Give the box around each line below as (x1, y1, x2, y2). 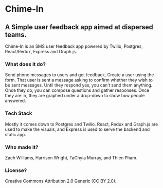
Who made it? (5, 144, 39, 150)
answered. (5, 98, 26, 104)
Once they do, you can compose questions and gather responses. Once (5, 87, 149, 93)
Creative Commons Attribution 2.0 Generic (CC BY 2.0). (5, 178, 117, 184)
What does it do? (5, 61, 46, 67)
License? (5, 167, 27, 174)
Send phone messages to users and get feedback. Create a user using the (5, 72, 154, 78)
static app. (5, 131, 26, 137)
